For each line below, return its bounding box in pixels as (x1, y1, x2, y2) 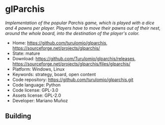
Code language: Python (12, 82, 61, 87)
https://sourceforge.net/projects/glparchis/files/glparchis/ (12, 61, 130, 67)
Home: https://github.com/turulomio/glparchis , (12, 40, 108, 45)
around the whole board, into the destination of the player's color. (5, 30, 140, 36)
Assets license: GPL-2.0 (12, 92, 61, 98)
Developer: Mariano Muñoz (12, 97, 68, 103)
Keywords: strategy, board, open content (12, 71, 96, 77)
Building (5, 112, 31, 121)
